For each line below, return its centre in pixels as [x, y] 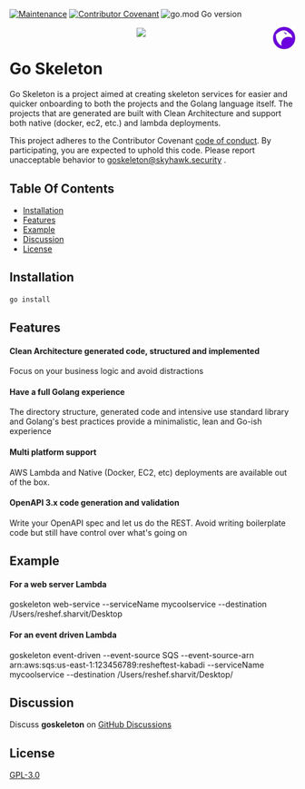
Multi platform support [53, 452]
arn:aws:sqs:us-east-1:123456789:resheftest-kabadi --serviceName [137, 665]
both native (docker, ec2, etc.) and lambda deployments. [115, 123]
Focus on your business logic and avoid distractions [107, 371]
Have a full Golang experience [67, 391]
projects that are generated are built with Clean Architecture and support [145, 113]
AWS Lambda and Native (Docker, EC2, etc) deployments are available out [148, 472]
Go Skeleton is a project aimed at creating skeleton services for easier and [148, 94]
